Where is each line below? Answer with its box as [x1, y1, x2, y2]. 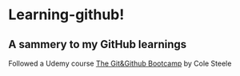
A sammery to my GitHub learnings [8, 38, 187, 51]
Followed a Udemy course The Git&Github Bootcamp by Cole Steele [8, 58, 232, 68]
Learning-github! [8, 6, 125, 24]
